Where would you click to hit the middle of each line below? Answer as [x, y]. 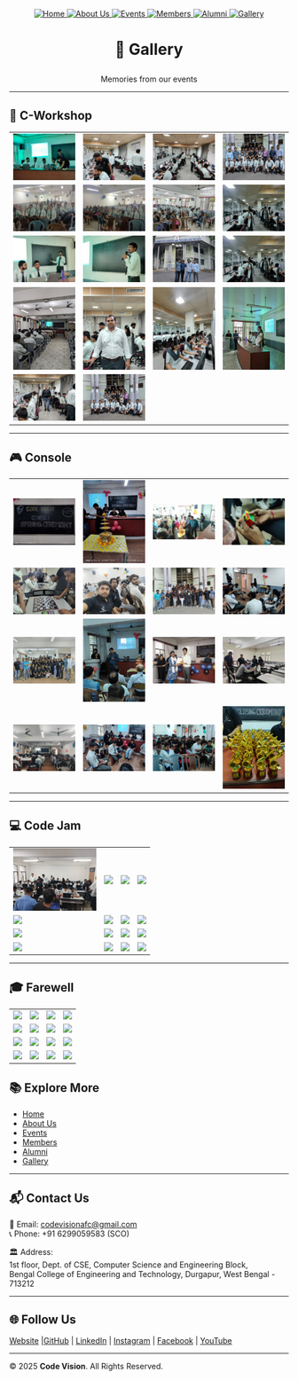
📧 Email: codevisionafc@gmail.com [73, 1224]
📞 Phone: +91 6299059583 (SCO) [70, 1234]
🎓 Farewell [42, 988]
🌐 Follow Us [43, 1319]
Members [39, 1142]
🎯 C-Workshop [51, 115]
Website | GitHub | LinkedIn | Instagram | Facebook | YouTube [121, 1341]
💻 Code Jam [45, 826]
